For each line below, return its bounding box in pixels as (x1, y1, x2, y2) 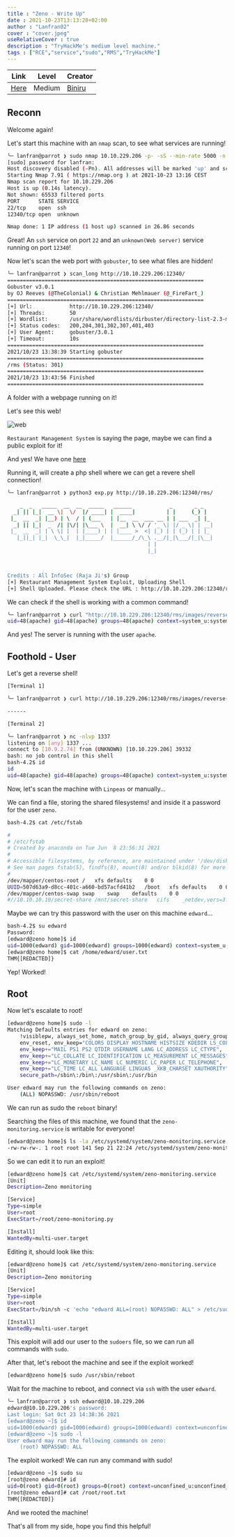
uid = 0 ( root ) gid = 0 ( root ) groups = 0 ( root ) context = (7, 1483, 155, 1490)
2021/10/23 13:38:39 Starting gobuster (7, 348, 123, 355)
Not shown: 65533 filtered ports (7, 191, 104, 198)
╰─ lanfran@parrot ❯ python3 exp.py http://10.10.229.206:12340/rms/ (7, 489, 214, 496)
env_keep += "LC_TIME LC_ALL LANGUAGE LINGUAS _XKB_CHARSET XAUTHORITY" (19, 1065, 229, 1072)
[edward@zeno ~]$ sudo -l (7, 1430, 82, 1438)
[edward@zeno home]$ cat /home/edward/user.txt (7, 949, 148, 956)
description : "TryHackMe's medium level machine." (7, 43, 160, 50)
